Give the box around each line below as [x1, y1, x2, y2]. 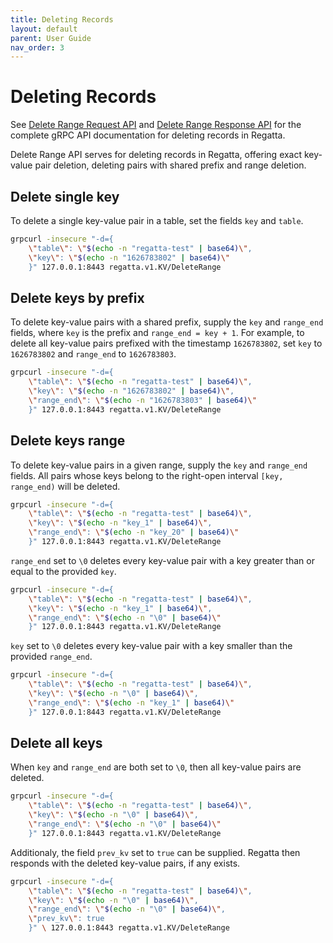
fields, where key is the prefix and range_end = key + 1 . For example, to [10, 327, 305, 339]
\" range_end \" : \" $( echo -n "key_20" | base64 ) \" [28, 527, 240, 538]
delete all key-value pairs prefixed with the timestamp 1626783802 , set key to [10, 337, 323, 350]
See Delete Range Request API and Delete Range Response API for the [10, 119, 302, 131]
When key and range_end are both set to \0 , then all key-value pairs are [10, 761, 302, 773]
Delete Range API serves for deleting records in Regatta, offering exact [10, 149, 303, 161]
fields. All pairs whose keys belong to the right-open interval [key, [10, 469, 284, 481]
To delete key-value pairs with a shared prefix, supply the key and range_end [10, 316, 324, 328]
